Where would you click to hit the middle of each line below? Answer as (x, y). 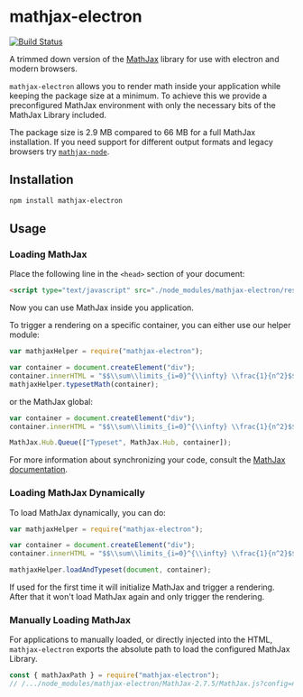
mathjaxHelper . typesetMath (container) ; (84, 384)
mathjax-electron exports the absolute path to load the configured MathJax (150, 649)
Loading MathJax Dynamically (78, 493)
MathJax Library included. (58, 115)
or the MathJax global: (51, 401)
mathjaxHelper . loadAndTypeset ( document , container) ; (110, 570)
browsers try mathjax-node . (60, 151)
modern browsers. (44, 69)
